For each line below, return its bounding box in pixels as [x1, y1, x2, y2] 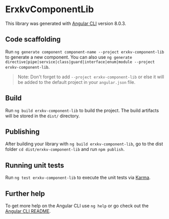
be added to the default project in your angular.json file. [17, 79, 136, 85]
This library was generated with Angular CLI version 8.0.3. [5, 20, 126, 26]
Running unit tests [5, 161, 64, 170]
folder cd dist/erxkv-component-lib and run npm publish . [5, 146, 125, 152]
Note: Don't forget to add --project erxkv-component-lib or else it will [17, 74, 164, 80]
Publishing [5, 127, 40, 136]
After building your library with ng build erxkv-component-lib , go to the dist [5, 141, 163, 147]
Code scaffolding [5, 35, 61, 44]
